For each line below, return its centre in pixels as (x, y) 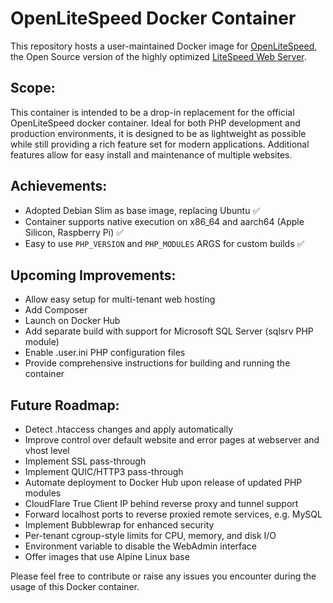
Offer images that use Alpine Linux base (107, 557)
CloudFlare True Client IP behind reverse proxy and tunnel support (161, 504)
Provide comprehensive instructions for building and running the (157, 363)
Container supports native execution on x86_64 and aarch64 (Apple (164, 221)
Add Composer (56, 310)
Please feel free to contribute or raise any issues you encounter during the (163, 576)
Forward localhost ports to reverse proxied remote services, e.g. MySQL (173, 514)
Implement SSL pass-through (85, 461)
